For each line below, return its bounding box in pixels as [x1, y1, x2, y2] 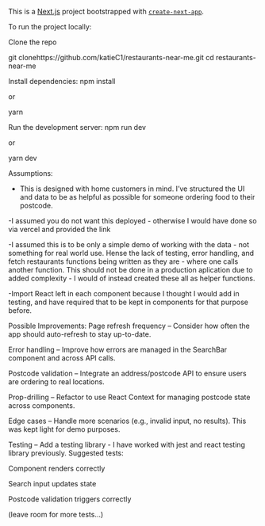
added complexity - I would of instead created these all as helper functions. [8, 273, 255, 283]
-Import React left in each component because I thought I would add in [8, 289, 240, 298]
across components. [8, 401, 75, 410]
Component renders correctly [8, 463, 106, 473]
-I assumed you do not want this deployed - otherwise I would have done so [8, 216, 257, 225]
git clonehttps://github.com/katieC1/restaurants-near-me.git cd [8, 53, 214, 62]
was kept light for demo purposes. [8, 425, 121, 434]
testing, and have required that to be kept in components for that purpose [8, 297, 248, 307]
